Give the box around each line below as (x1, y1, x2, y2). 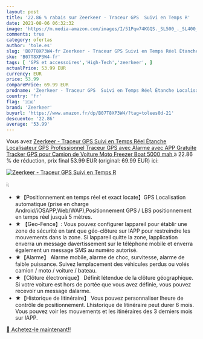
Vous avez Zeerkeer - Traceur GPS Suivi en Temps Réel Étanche (6, 138, 167, 145)
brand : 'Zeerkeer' (6, 104, 53, 111)
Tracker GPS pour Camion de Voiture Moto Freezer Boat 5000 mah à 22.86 (6, 150, 193, 158)
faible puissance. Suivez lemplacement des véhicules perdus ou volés (14, 260, 190, 268)
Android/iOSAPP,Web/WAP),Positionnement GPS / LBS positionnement (14, 207, 192, 215)
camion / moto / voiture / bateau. (14, 267, 97, 274)
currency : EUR (6, 71, 42, 77)
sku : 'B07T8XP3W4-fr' (6, 54, 61, 60)
